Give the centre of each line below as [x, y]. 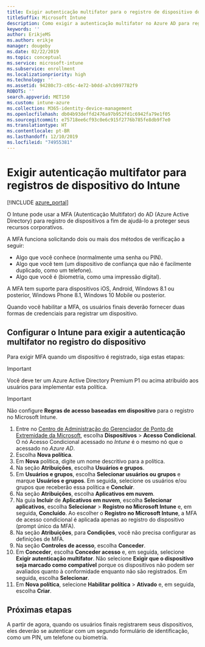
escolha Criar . [34, 591]
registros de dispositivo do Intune [94, 185]
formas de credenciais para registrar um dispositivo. [72, 313]
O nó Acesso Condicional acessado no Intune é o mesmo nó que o [99, 441]
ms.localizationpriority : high [47, 74]
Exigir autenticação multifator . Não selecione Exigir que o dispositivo [105, 558]
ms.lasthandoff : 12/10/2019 [43, 137]
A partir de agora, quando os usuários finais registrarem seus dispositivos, [100, 624]
